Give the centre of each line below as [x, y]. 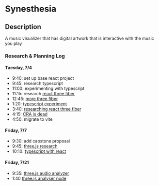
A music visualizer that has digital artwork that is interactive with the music [79, 38]
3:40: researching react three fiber [47, 109]
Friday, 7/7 [16, 130]
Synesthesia [31, 9]
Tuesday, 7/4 [19, 67]
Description [23, 27]
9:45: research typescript [37, 84]
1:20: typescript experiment [39, 104]
